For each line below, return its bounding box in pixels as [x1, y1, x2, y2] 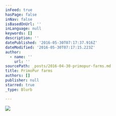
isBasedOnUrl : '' [5, 21, 42, 27]
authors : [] [5, 73, 30, 78]
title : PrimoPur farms [5, 69, 53, 74]
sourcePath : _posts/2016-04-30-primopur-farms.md [5, 64, 111, 69]
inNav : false [5, 17, 33, 22]
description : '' [5, 36, 39, 41]
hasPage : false [5, 12, 37, 17]
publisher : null [5, 78, 39, 83]
